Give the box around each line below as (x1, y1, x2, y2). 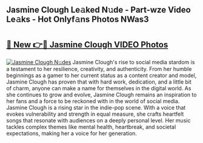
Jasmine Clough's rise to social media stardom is (72, 59, 195, 65)
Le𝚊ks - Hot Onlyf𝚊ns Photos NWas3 (6, 15, 149, 25)
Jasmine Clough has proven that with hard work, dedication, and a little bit (6, 78, 192, 85)
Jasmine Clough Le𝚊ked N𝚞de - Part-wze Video (6, 5, 191, 15)
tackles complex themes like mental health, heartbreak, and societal (6, 124, 176, 130)
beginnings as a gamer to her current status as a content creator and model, (6, 72, 197, 79)
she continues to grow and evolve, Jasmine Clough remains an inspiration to (6, 91, 197, 98)
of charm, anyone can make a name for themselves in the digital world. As (6, 85, 191, 91)
